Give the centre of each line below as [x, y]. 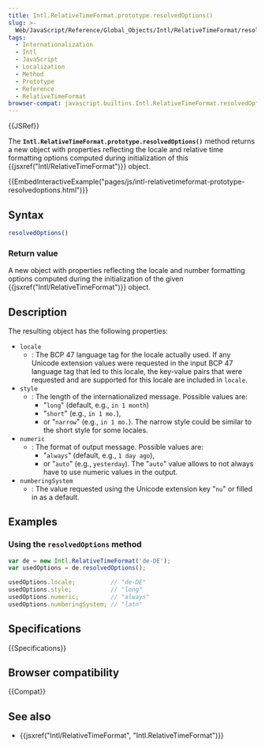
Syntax [26, 215]
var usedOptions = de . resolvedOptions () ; [77, 568]
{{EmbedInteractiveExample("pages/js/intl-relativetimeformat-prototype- [127, 181]
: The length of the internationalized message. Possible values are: [140, 396]
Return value [33, 253]
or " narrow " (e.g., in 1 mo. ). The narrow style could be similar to [147, 421]
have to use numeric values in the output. [110, 472]
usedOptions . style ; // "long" [76, 590]
